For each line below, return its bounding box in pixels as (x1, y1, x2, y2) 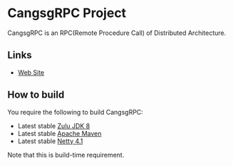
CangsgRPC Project (7, 5, 127, 21)
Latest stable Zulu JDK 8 (17, 121, 90, 130)
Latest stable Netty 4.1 (17, 137, 83, 145)
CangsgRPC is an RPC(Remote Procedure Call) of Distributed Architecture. (7, 28, 227, 37)
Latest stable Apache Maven (17, 129, 102, 138)
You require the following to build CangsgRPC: (7, 108, 144, 116)
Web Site (17, 68, 45, 76)
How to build (7, 89, 65, 101)
